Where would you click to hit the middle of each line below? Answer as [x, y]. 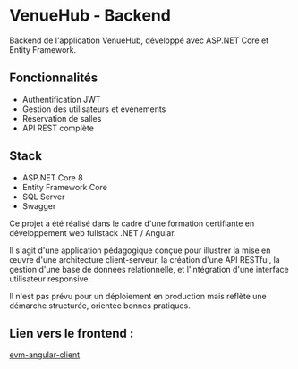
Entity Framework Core [64, 187]
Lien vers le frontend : [72, 333]
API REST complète [58, 128]
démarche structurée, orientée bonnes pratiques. [100, 306]
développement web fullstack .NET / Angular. [93, 232]
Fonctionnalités [54, 78]
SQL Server [43, 197]
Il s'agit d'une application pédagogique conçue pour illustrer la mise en [140, 250]
